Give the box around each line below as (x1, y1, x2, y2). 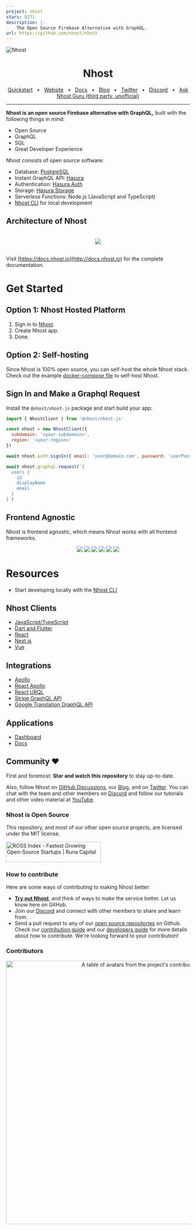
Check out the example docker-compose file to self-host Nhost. (6, 372, 159, 379)
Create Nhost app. (14, 327, 59, 334)
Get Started (6, 282, 63, 296)
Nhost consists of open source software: (6, 157, 104, 164)
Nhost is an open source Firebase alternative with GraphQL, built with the (6, 109, 187, 117)
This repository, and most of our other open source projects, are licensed (6, 824, 182, 831)
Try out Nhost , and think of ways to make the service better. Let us (14, 895, 176, 902)
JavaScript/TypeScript (14, 619, 69, 626)
